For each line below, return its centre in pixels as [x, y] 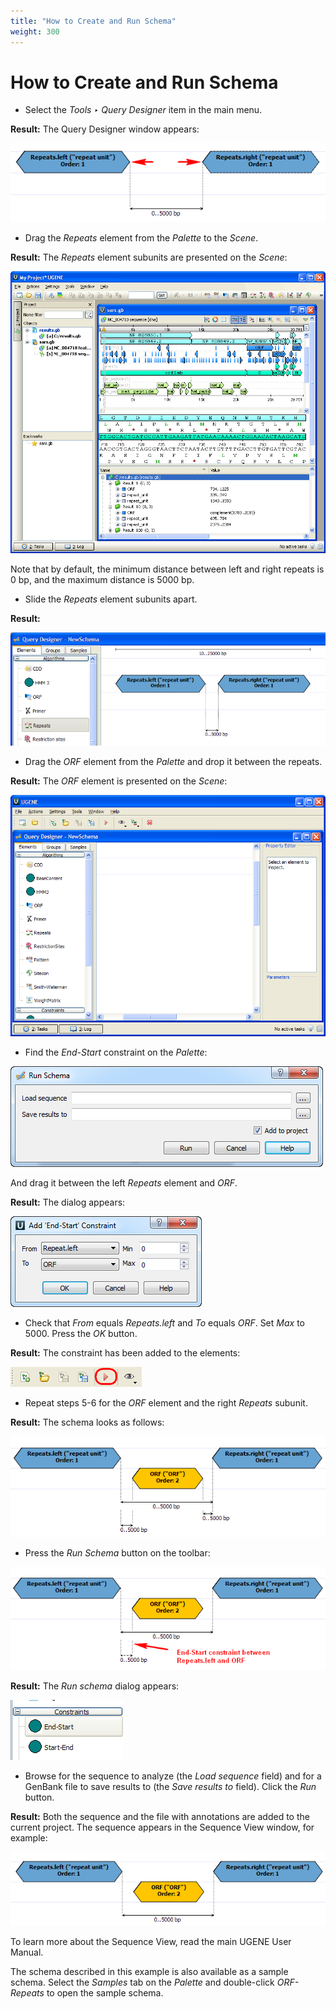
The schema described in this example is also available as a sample [149, 1972]
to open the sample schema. [105, 1993]
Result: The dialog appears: [68, 1202]
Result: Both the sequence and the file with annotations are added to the [160, 1817]
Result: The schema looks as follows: [87, 1422]
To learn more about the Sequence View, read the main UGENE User [151, 1942]
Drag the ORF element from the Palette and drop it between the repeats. [173, 762]
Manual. [27, 1952]
